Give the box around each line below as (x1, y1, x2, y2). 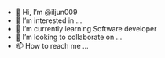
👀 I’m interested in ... (15, 16, 82, 25)
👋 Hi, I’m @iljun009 (15, 8, 78, 16)
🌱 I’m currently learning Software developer (15, 24, 157, 33)
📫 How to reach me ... (15, 42, 89, 50)
